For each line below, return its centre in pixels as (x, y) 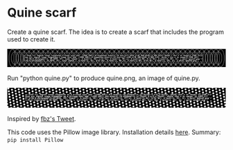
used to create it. (31, 39)
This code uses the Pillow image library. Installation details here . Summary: (114, 132)
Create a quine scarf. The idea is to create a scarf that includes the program (115, 32)
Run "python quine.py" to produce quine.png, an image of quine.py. (104, 78)
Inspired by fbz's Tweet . (42, 118)
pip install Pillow (35, 140)
